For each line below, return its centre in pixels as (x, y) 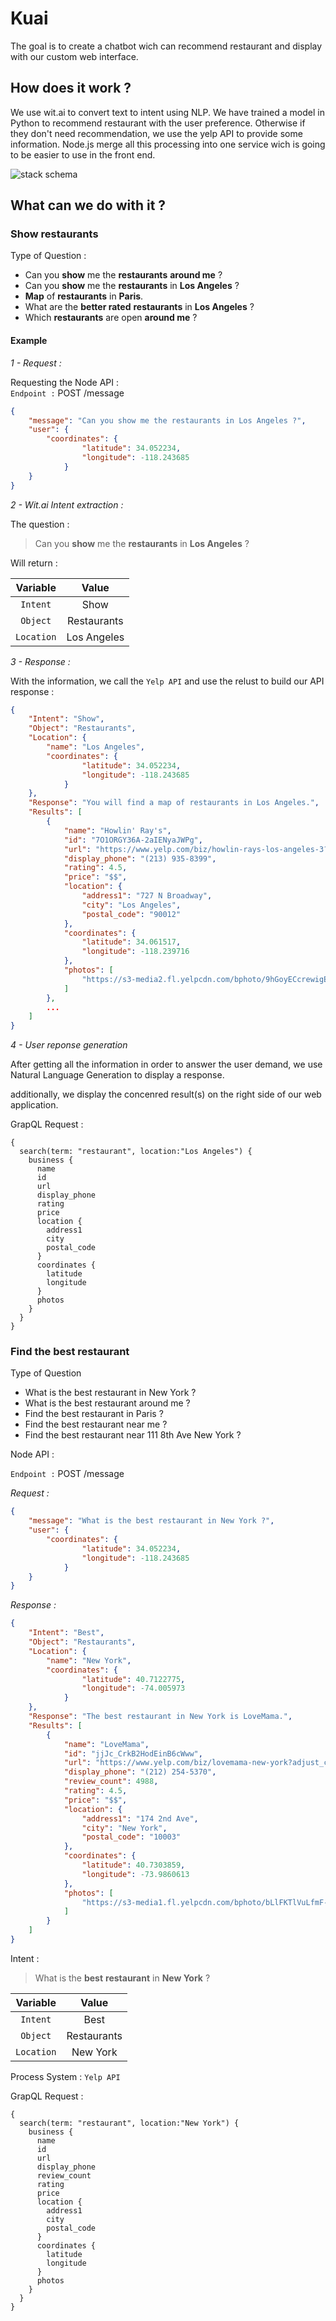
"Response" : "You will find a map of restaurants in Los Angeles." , (174, 803)
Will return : (34, 563)
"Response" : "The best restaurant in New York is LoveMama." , (160, 1717)
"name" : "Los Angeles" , (95, 747)
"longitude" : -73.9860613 (135, 1874)
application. (34, 1105)
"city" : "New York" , (124, 1828)
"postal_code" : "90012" (131, 914)
